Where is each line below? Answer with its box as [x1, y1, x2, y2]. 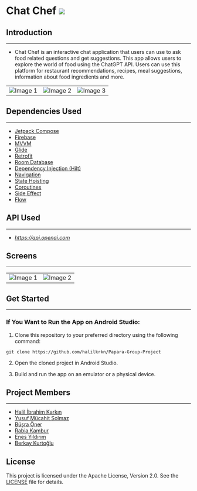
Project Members [6, 387, 71, 397]
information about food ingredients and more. [14, 73, 125, 80]
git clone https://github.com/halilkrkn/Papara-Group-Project [6, 349, 161, 355]
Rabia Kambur [14, 427, 49, 434]
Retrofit [14, 152, 33, 159]
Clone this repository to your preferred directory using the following [14, 331, 178, 338]
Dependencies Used [6, 107, 82, 117]
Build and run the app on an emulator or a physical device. [14, 370, 156, 377]
